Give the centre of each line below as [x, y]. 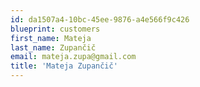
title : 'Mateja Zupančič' [64, 66]
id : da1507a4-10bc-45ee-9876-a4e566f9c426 [100, 19]
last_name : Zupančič [53, 47]
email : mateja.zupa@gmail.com [73, 57]
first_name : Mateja [51, 38]
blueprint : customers [55, 29]
